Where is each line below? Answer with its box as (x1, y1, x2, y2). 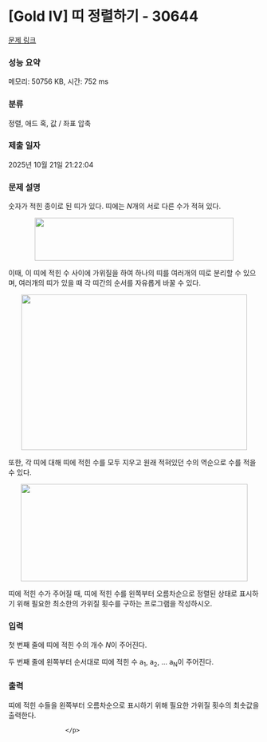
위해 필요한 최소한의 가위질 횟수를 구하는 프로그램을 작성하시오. (16, 599, 213, 609)
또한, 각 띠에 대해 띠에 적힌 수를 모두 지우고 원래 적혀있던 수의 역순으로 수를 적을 (8, 458, 257, 468)
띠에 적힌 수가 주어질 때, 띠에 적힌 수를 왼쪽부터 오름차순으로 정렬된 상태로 (8, 589, 238, 598)
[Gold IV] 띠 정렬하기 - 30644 (8, 7, 199, 26)
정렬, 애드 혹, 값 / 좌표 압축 (8, 118, 92, 128)
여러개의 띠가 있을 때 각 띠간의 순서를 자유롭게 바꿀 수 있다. (18, 278, 202, 288)
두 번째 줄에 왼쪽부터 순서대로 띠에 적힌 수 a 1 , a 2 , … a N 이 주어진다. (8, 657, 214, 669)
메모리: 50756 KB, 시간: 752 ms (8, 77, 109, 86)
